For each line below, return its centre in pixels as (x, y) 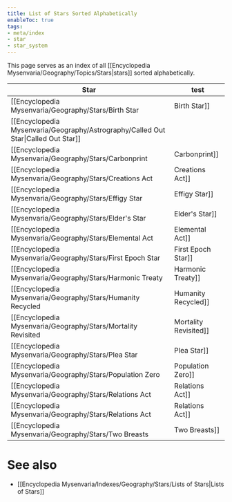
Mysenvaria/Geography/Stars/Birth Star (75, 110)
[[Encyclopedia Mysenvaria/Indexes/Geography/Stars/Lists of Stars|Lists (120, 484)
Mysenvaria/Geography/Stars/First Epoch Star (86, 258)
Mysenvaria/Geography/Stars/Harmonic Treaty (87, 278)
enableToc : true (30, 20)
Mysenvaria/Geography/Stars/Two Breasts (80, 434)
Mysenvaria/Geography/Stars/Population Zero (85, 374)
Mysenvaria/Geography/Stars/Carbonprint (79, 158)
